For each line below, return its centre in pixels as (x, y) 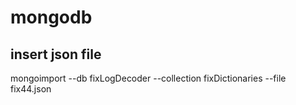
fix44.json (31, 89)
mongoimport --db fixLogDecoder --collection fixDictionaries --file (148, 78)
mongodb (51, 17)
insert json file (56, 54)
